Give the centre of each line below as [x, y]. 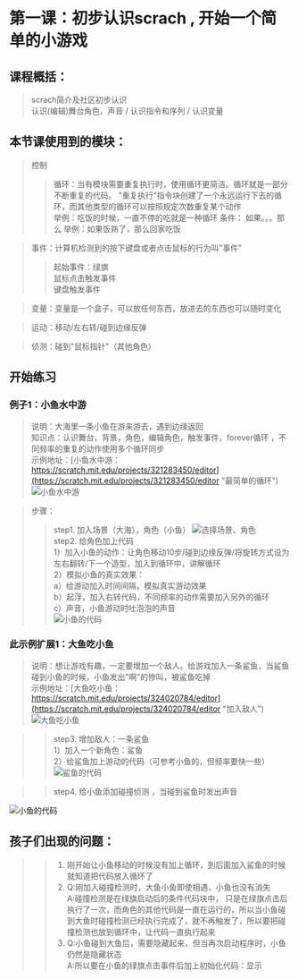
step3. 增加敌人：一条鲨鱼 [101, 738]
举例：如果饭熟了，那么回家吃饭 [122, 228]
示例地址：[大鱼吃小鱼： [75, 688]
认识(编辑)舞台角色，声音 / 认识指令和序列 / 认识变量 [127, 111]
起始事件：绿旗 [81, 267]
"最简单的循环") [250, 481]
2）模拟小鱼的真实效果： [99, 575]
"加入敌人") [244, 709]
